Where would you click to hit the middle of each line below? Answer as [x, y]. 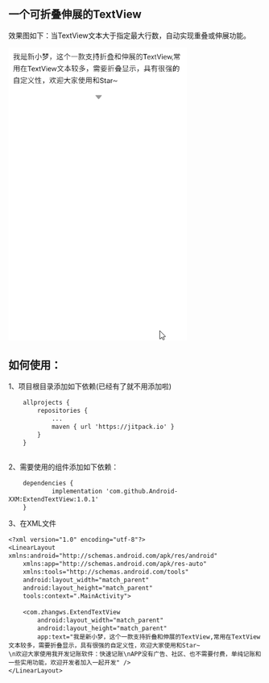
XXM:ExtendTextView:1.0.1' [54, 499]
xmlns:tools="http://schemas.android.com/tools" [106, 572]
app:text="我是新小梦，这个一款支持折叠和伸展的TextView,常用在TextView [149, 637]
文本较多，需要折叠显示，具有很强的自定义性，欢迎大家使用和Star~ [104, 645]
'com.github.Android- [142, 491]
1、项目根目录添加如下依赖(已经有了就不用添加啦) [90, 386]
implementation [77, 491]
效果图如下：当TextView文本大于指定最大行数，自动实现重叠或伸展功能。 [130, 35]
